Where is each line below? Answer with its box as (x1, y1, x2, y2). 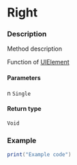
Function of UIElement (7, 58, 70, 66)
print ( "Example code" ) (7, 151, 72, 158)
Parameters (7, 74, 41, 82)
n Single (7, 89, 31, 97)
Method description (7, 45, 63, 53)
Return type (7, 105, 42, 113)
